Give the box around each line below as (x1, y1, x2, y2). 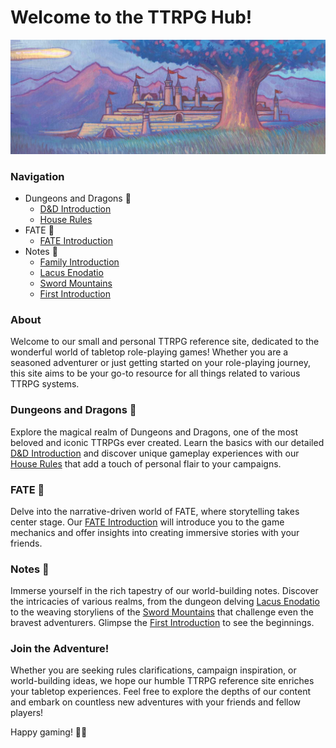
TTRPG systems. (10, 378, 80, 390)
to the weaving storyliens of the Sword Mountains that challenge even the (10, 606, 314, 618)
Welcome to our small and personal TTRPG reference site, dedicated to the (10, 336, 320, 348)
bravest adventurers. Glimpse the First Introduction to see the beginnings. (10, 617, 315, 629)
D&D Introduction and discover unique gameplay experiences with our (10, 447, 300, 459)
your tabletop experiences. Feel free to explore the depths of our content (10, 686, 312, 698)
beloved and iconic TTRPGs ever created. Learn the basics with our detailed (10, 436, 325, 448)
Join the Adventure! (10, 642, 110, 656)
